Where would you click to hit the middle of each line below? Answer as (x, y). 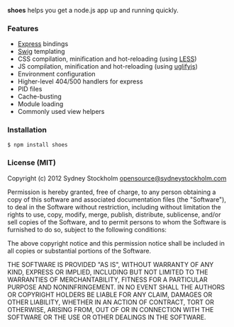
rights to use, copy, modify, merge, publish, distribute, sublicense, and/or (114, 214)
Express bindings (43, 44)
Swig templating (41, 52)
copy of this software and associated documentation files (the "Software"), (117, 199)
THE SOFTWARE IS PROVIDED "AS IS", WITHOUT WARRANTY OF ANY (111, 264)
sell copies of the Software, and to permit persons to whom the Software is (117, 222)
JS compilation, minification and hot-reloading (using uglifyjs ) (108, 67)
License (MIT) (32, 163)
